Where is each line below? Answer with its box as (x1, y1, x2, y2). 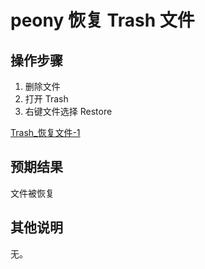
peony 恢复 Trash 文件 (10, 9, 195, 32)
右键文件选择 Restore (24, 106, 113, 117)
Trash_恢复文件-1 (10, 127, 81, 138)
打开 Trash (24, 93, 69, 105)
